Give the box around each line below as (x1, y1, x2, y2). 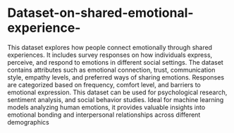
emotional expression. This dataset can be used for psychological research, (7, 88, 228, 96)
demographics (7, 118, 49, 126)
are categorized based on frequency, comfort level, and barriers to (7, 80, 201, 89)
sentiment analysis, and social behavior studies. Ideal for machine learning (7, 95, 224, 103)
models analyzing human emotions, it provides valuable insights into (7, 103, 206, 111)
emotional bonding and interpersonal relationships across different (7, 110, 201, 119)
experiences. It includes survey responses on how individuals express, (7, 51, 213, 59)
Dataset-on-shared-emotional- (7, 5, 194, 21)
